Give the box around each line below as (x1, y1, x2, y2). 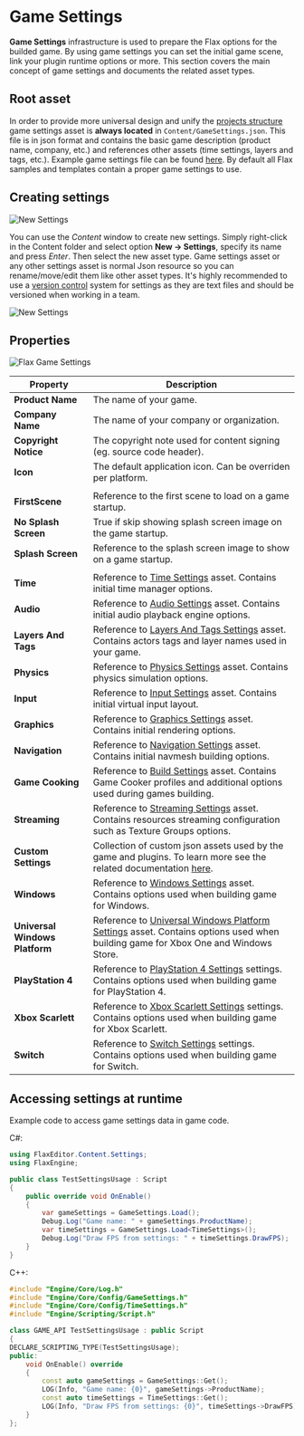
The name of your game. (92, 394, 197, 407)
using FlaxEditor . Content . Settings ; (9, 1150, 147, 1160)
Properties (9, 332, 71, 348)
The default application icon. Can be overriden (92, 460, 290, 473)
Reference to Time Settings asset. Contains (92, 571, 277, 584)
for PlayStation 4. (92, 985, 166, 998)
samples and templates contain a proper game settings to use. (9, 163, 242, 174)
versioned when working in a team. (9, 289, 140, 300)
